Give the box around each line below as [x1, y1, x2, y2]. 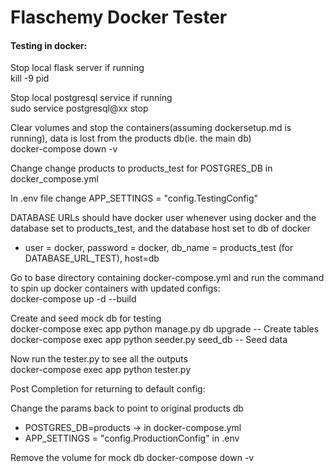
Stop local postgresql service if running [10, 92, 173, 104]
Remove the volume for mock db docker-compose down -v [10, 452, 255, 464]
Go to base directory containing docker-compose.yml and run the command [10, 272, 325, 284]
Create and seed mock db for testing [10, 312, 162, 325]
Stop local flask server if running [10, 62, 145, 74]
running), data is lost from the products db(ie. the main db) [10, 132, 252, 145]
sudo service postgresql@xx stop [10, 102, 149, 115]
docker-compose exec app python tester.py [10, 364, 192, 376]
